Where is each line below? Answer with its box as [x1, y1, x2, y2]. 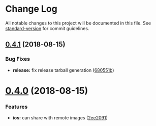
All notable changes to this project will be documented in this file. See [5, 20, 151, 26]
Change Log [5, 3, 57, 15]
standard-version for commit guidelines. [5, 25, 89, 31]
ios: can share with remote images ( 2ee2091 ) [12, 115, 108, 121]
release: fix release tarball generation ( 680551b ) [12, 67, 114, 73]
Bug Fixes [5, 56, 30, 63]
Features [5, 103, 28, 110]
